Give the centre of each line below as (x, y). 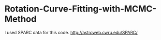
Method (21, 19)
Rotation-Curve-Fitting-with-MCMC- (80, 9)
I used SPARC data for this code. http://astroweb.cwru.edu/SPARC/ (71, 32)
